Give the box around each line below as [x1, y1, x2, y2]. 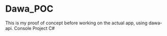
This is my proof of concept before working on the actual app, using [5, 20, 148, 26]
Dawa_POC [5, 3, 54, 15]
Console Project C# [14, 25, 55, 31]
